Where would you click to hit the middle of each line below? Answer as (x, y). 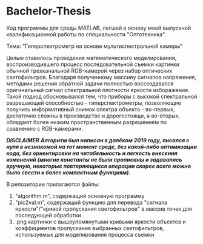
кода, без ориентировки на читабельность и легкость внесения (92, 153)
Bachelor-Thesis (49, 11)
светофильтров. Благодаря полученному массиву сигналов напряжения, (101, 77)
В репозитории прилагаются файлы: (53, 184)
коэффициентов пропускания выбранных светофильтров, (90, 228)
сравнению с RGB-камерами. (45, 128)
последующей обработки (48, 215)
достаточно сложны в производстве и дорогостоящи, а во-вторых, (93, 116)
